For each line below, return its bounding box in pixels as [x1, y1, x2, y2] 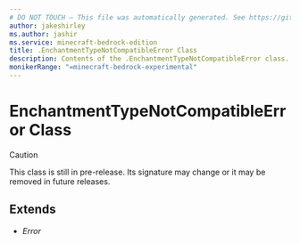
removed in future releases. [9, 175, 111, 187]
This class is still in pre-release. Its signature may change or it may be [9, 166, 266, 177]
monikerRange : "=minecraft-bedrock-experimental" [9, 63, 198, 72]
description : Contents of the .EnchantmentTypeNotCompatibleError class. [9, 54, 290, 63]
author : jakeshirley [9, 21, 87, 30]
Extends [9, 202, 56, 217]
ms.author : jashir [9, 29, 78, 38]
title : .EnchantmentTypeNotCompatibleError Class [9, 46, 198, 55]
